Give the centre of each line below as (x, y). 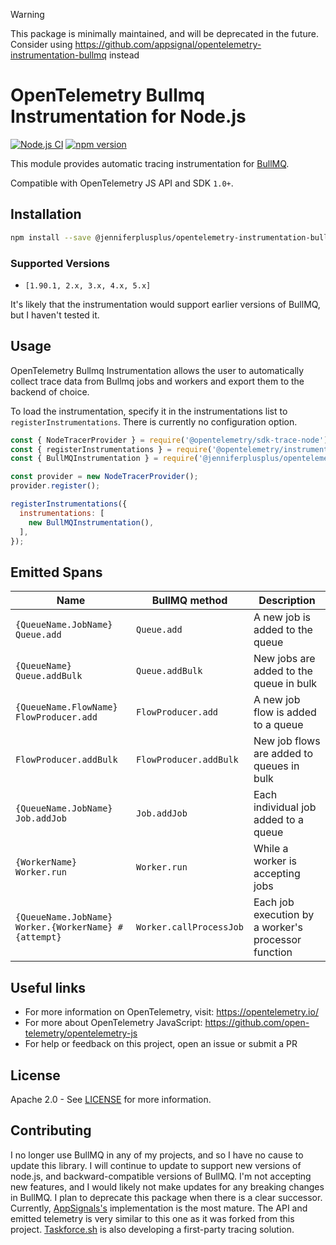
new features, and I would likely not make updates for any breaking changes (167, 1186)
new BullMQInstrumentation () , (91, 522)
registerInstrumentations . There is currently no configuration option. (154, 421)
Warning (27, 14)
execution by (284, 915)
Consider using (41, 44)
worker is (275, 861)
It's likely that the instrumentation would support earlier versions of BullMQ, (165, 304)
